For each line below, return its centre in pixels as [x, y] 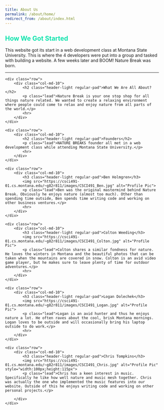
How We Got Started [37, 38]
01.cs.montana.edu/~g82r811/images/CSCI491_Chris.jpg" [62, 365]
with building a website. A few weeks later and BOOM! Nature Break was [78, 60]
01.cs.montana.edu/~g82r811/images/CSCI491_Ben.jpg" [60, 186]
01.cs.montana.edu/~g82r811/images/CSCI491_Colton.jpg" [63, 241]
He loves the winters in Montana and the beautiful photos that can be [79, 254]
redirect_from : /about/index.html [40, 19]
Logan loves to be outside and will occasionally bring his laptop [75, 322]
